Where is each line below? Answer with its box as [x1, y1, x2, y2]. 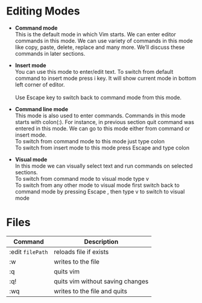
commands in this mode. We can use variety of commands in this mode [14, 37, 193, 44]
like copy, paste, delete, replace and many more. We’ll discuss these [14, 44, 185, 51]
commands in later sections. [14, 50, 86, 57]
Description [84, 237, 119, 246]
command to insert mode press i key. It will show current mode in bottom [14, 74, 197, 82]
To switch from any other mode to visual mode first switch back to [14, 181, 180, 189]
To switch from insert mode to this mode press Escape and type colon [14, 144, 190, 151]
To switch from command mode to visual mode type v [14, 175, 150, 182]
